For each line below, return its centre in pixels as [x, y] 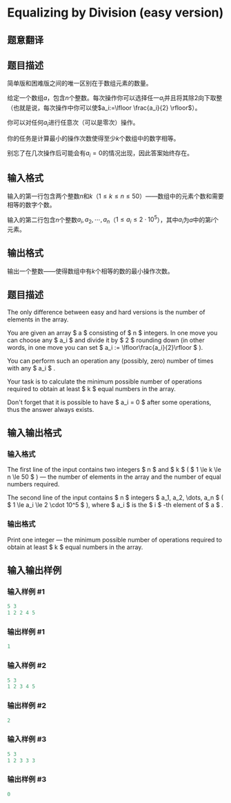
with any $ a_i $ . [31, 368]
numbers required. [33, 484]
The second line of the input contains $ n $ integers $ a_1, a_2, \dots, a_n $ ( [115, 497]
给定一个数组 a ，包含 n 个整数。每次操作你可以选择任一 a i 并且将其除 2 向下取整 [115, 99]
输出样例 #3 [27, 780]
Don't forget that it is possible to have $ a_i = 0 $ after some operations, [109, 402]
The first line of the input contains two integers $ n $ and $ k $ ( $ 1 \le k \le [114, 470]
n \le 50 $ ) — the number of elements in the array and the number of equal [114, 477]
